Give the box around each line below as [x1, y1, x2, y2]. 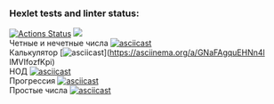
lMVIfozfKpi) [9, 57, 55, 68]
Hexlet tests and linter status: [9, 7, 140, 20]
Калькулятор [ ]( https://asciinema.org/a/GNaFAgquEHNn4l [9, 47, 265, 58]
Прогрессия [9, 76, 56, 86]
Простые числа [9, 85, 68, 96]
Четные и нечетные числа [9, 38, 109, 49]
